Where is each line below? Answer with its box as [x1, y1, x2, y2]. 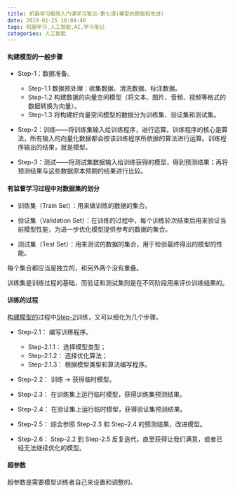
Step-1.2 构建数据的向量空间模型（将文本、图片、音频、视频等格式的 [27, 93, 227, 102]
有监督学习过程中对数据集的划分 [7, 184, 100, 193]
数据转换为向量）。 [27, 102, 81, 110]
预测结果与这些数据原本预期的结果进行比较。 [17, 166, 147, 176]
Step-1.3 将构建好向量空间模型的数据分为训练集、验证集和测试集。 [27, 110, 220, 119]
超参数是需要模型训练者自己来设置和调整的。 [7, 478, 137, 487]
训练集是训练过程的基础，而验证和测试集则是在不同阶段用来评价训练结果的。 [7, 278, 229, 287]
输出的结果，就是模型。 [23, 143, 92, 152]
